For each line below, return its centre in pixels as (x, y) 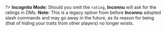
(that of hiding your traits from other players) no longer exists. (70, 23)
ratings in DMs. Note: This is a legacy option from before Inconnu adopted (83, 12)
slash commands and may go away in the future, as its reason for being (80, 18)
